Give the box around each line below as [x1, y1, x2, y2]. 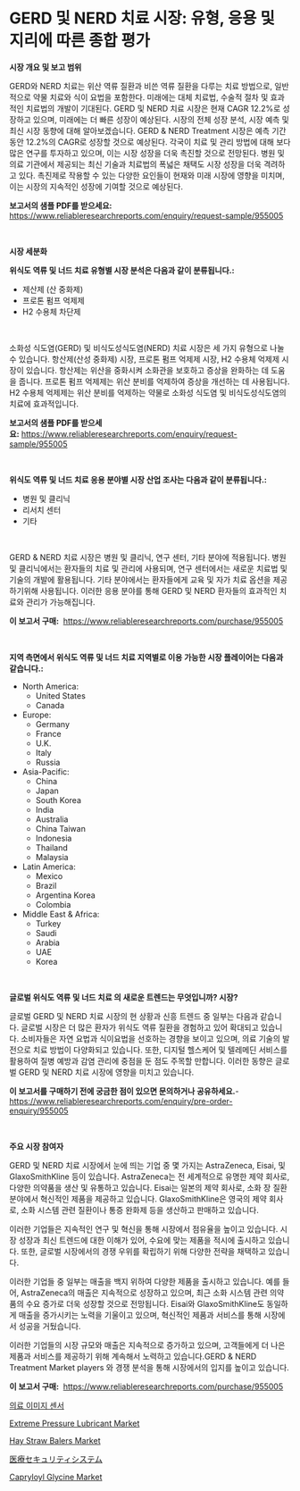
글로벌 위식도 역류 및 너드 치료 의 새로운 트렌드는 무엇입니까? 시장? [9, 992, 238, 1002]
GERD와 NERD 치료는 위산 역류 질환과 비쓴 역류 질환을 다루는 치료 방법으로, [9, 80, 273, 91]
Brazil [35, 880, 57, 891]
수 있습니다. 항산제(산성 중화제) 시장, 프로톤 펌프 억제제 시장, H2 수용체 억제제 [9, 354, 279, 364]
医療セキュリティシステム [9, 1453, 103, 1464]
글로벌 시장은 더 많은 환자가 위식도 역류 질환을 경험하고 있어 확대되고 [21, 1022, 259, 1033]
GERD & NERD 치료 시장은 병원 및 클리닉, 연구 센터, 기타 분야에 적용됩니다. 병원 [9, 551, 287, 563]
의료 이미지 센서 [9, 1400, 65, 1411]
